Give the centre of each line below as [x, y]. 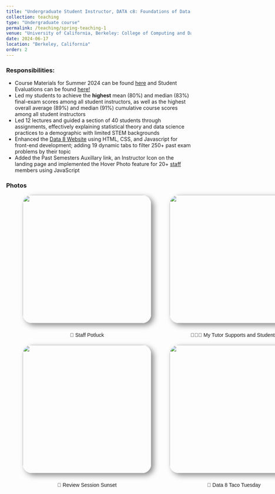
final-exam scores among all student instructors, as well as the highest [100, 102]
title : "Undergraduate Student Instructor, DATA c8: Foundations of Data [98, 11]
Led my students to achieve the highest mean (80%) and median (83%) [102, 96]
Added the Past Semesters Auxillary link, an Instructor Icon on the [94, 158]
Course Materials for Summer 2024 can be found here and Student [96, 83]
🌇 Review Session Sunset [87, 485]
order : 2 [17, 50]
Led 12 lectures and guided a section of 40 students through [88, 120]
